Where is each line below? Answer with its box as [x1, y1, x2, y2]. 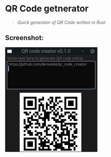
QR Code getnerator [5, 3, 89, 14]
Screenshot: [5, 34, 44, 42]
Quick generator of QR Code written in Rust [17, 19, 106, 25]
